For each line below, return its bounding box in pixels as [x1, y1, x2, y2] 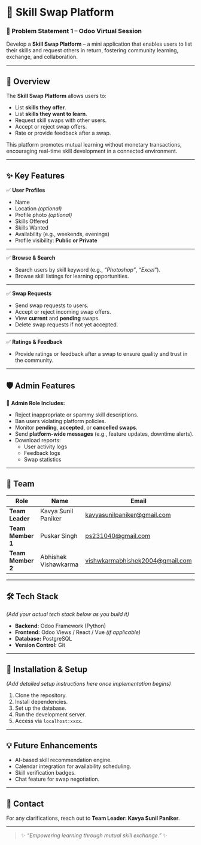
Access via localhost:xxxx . [14, 718, 83, 725]
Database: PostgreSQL [14, 635, 72, 642]
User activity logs [23, 443, 68, 450]
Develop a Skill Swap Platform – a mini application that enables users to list [6, 40, 193, 47]
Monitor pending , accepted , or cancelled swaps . [14, 424, 138, 431]
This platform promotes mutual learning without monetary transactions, [6, 141, 182, 148]
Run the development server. [14, 711, 87, 718]
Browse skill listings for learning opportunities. [14, 273, 129, 280]
